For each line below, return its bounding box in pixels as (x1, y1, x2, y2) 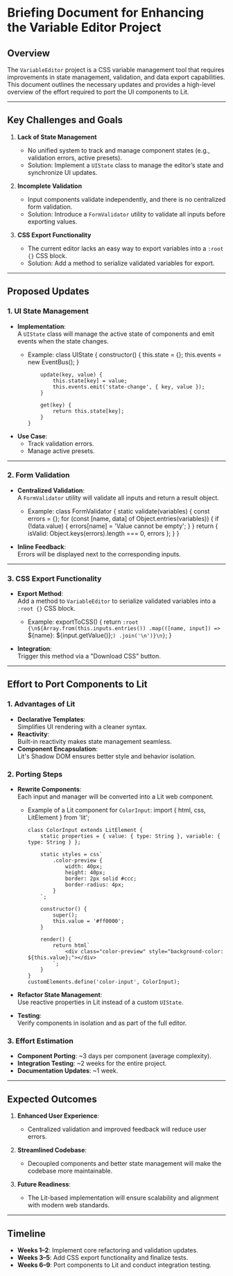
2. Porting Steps (7, 769, 63, 779)
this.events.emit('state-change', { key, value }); (52, 383, 205, 390)
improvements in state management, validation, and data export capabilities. (7, 73, 225, 81)
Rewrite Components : (17, 785, 82, 794)
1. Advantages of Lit (7, 699, 76, 709)
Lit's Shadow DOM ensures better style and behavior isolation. (17, 751, 196, 760)
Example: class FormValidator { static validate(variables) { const (27, 507, 210, 515)
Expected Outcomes (7, 1093, 97, 1105)
